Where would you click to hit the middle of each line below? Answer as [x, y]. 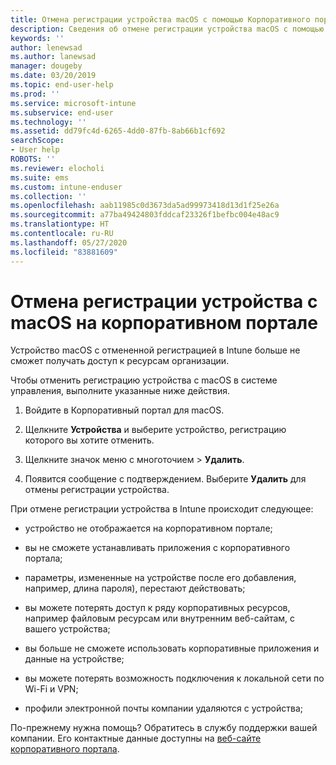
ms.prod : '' [35, 94]
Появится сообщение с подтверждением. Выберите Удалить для [165, 479]
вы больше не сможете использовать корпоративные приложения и [172, 648]
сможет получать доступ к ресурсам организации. [120, 361]
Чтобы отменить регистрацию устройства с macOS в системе [144, 380]
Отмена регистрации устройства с [164, 301]
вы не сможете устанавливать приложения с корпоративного [157, 548]
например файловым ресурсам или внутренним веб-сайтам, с [160, 618]
